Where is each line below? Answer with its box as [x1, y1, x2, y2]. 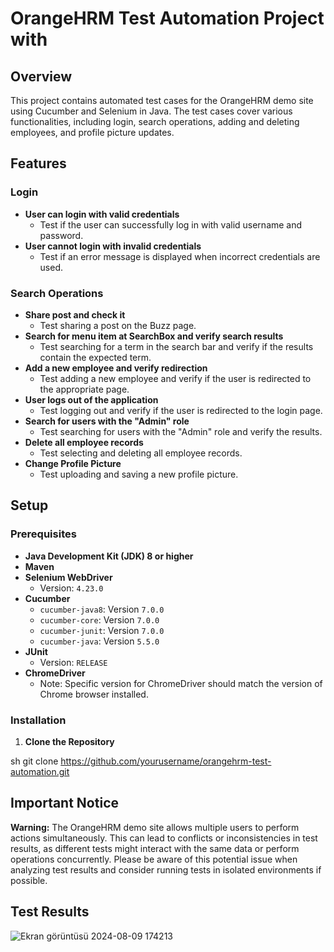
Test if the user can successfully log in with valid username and [39, 218, 303, 231]
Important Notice [10, 795, 119, 812]
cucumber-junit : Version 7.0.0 [39, 624, 165, 636]
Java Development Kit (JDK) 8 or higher [24, 550, 194, 562]
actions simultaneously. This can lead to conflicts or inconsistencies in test [10, 832, 318, 844]
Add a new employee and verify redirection [24, 362, 208, 374]
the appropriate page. [39, 383, 130, 395]
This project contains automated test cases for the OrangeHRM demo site [10, 95, 314, 106]
